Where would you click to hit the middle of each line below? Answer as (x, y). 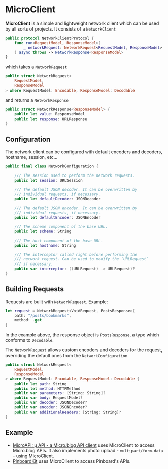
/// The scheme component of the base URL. (61, 227)
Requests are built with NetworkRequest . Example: (57, 302)
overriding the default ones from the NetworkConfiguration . (67, 356)
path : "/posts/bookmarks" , (43, 316)
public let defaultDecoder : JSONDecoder (58, 199)
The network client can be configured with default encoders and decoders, (84, 152)
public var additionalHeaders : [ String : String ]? (68, 412)
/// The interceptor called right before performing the (76, 255)
